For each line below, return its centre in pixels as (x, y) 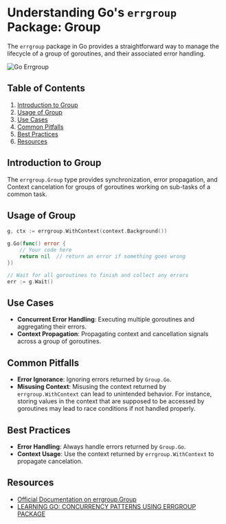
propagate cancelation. (50, 461)
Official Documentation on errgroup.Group (77, 499)
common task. (27, 194)
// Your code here (46, 250)
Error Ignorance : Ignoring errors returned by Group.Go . (94, 379)
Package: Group (54, 27)
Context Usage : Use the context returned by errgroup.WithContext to (115, 453)
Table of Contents (46, 88)
